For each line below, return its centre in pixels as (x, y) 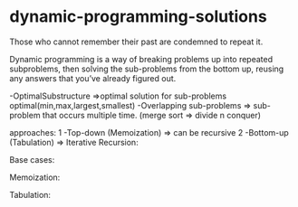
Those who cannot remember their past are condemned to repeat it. (136, 42)
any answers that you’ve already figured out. (93, 78)
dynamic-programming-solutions (138, 17)
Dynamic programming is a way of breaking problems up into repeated (141, 59)
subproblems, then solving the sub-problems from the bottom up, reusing (147, 69)
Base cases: (32, 159)
